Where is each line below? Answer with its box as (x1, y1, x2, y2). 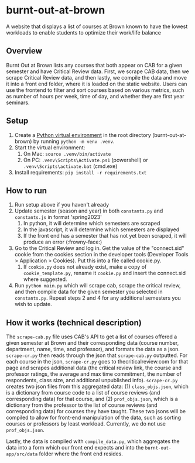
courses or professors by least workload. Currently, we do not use (6, 420, 166, 427)
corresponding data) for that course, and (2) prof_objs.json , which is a (6, 396, 178, 403)
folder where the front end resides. (39, 450, 123, 457)
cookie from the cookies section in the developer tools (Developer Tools (14, 251, 189, 258)
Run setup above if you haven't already (14, 201, 110, 208)
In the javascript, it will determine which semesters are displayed (23, 226, 180, 233)
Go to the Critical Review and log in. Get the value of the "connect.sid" (14, 245, 184, 252)
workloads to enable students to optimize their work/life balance (6, 29, 161, 36)
